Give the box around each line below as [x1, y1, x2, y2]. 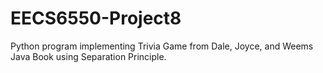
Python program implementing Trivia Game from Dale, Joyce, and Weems [10, 40, 314, 52]
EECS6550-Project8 [10, 7, 182, 30]
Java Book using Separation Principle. [10, 50, 167, 62]
